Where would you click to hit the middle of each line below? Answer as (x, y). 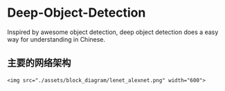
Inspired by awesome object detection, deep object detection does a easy (113, 32)
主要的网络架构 (39, 63)
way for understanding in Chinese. (56, 39)
